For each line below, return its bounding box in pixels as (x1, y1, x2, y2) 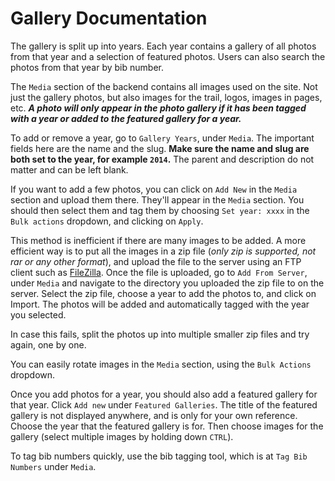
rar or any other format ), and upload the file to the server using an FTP (10, 255, 302, 267)
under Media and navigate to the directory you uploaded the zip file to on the (10, 277, 325, 289)
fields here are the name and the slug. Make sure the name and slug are (10, 142, 310, 154)
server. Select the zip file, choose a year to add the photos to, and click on (10, 287, 317, 299)
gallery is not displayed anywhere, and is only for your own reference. (10, 409, 298, 421)
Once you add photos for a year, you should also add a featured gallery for (10, 388, 318, 400)
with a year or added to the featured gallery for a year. (10, 112, 242, 124)
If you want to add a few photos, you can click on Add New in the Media (10, 183, 298, 195)
